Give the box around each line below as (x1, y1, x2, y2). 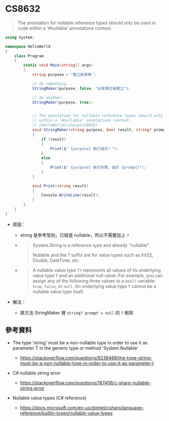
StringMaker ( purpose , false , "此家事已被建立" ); (32, 86, 131, 91)
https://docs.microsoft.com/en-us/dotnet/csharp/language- (20, 404, 144, 410)
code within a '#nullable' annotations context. (17, 25, 112, 31)
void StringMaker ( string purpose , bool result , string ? (32, 127, 152, 133)
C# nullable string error (12, 370, 61, 376)
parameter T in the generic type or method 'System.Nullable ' (12, 345, 139, 351)
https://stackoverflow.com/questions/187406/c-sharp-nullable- (20, 380, 151, 386)
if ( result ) (41, 137, 66, 142)
